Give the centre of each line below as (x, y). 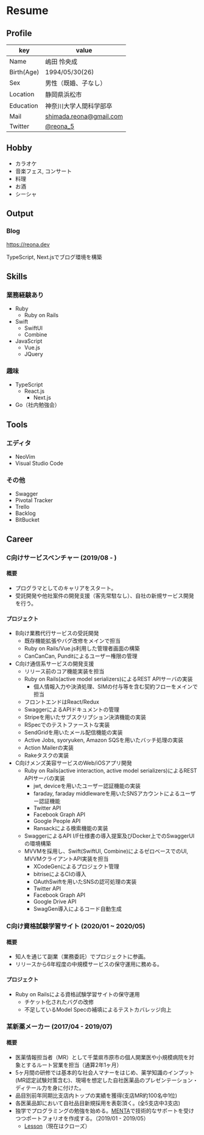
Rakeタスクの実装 (46, 756)
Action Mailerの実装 (49, 748)
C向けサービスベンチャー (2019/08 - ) (62, 558)
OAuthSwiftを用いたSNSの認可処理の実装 (85, 882)
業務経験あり (25, 295)
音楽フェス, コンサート (43, 171)
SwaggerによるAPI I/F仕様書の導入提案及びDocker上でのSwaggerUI (109, 836)
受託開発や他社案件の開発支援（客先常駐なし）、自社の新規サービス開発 (104, 596)
